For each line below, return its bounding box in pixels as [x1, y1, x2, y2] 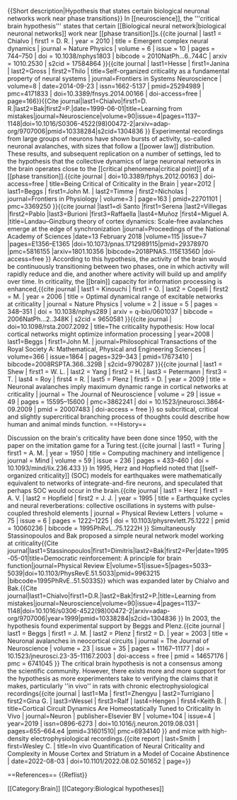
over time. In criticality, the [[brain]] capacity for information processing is [7, 277, 223, 286]
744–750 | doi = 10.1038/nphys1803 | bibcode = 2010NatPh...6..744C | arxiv [7, 52, 228, 60]
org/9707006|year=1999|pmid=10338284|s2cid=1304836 [7, 614, 177, 622]
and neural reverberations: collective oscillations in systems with [7, 502, 196, 509]
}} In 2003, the [178, 614, 221, 622]
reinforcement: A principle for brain [79, 554, 182, 562]
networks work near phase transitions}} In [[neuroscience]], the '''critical [7, 14, 220, 23]
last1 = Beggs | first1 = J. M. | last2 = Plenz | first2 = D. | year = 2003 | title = [7, 630, 229, 637]
